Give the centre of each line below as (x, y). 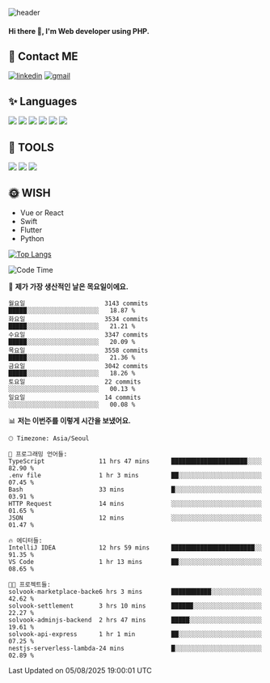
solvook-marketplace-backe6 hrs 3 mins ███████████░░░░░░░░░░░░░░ (135, 592)
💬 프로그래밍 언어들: (38, 454)
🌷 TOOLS (32, 147)
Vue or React (42, 212)
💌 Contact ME (43, 56)
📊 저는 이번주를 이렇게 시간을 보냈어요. (70, 420)
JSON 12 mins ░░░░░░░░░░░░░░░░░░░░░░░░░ (135, 518)
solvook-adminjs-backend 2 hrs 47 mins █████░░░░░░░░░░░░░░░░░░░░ (135, 620)
